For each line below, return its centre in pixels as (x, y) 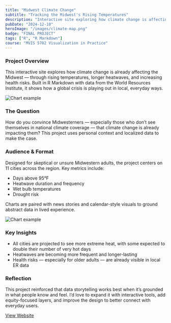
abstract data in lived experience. (40, 210)
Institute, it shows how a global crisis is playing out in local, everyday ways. (84, 88)
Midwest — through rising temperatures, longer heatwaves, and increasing (84, 77)
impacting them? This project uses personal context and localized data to (82, 133)
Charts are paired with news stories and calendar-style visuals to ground (81, 204)
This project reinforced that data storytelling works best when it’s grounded (84, 289)
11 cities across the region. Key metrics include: (55, 168)
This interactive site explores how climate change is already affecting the (82, 72)
